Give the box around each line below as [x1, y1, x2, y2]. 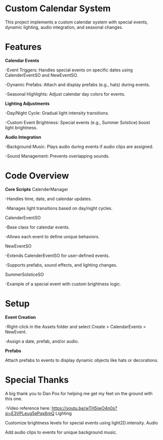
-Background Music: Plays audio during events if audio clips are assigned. [5, 144, 154, 149]
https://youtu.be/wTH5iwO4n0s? [52, 405, 118, 411]
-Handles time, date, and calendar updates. [5, 196, 92, 202]
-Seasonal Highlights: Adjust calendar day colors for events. [5, 91, 126, 97]
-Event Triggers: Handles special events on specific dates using [5, 67, 133, 73]
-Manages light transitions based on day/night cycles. [5, 205, 113, 211]
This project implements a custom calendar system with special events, [5, 19, 148, 25]
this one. [5, 396, 23, 401]
